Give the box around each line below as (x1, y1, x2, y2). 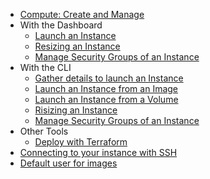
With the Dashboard (19, 19, 103, 31)
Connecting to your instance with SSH (19, 147, 178, 158)
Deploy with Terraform (34, 136, 128, 148)
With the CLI (19, 62, 72, 73)
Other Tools (19, 125, 69, 137)
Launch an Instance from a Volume (34, 94, 179, 105)
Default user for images (19, 157, 118, 169)
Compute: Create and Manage (19, 9, 145, 20)
